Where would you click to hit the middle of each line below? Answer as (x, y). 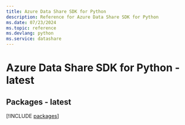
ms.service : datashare (34, 39)
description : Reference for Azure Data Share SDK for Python (83, 17)
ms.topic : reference (31, 28)
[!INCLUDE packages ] (33, 116)
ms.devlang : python (30, 33)
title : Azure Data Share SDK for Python (56, 11)
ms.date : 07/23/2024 (31, 22)
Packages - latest (39, 102)
